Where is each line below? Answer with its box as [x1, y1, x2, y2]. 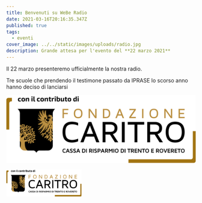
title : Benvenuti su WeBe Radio [6, 10, 87, 16]
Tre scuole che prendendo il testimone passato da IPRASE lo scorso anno [6, 77, 188, 84]
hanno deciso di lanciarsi [6, 83, 68, 90]
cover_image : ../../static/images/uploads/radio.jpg [6, 42, 141, 48]
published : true [6, 22, 47, 28]
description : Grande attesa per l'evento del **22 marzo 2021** [6, 48, 171, 54]
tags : [6, 29, 20, 35]
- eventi [11, 35, 34, 42]
